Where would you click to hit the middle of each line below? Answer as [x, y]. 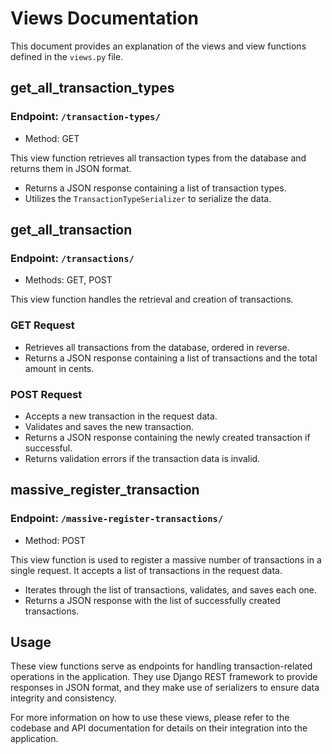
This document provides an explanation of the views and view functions [158, 46]
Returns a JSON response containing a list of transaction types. [155, 188]
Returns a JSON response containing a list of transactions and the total [171, 358]
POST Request [46, 394]
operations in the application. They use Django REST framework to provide [164, 677]
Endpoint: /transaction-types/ [85, 117]
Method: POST [55, 540]
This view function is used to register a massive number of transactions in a [166, 559]
